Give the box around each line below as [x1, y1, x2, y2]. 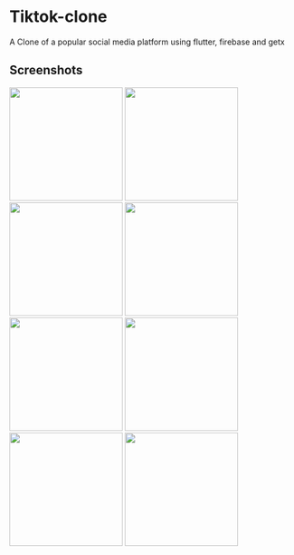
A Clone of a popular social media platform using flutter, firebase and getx [9, 36, 285, 47]
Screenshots [9, 63, 83, 78]
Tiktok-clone [9, 6, 108, 27]
